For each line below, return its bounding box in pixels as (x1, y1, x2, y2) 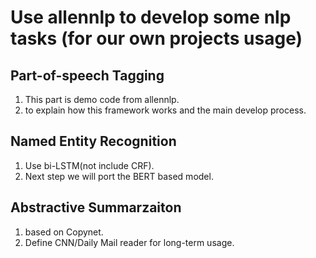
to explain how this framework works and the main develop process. (24, 104, 307, 116)
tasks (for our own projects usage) (10, 27, 303, 50)
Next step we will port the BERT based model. (24, 170, 214, 182)
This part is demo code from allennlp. (24, 94, 180, 105)
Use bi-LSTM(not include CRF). (24, 159, 155, 171)
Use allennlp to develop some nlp (10, 6, 292, 29)
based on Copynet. (24, 226, 104, 238)
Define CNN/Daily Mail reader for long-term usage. (24, 236, 235, 248)
